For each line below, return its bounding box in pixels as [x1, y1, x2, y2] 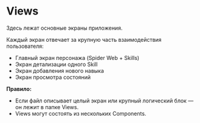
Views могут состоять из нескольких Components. [15, 110, 147, 117]
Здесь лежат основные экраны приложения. [6, 24, 123, 32]
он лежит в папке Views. [15, 103, 79, 110]
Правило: [6, 85, 32, 92]
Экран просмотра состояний [15, 73, 91, 81]
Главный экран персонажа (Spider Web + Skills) [15, 54, 140, 61]
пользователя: [6, 42, 44, 50]
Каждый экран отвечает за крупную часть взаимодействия [6, 36, 162, 43]
